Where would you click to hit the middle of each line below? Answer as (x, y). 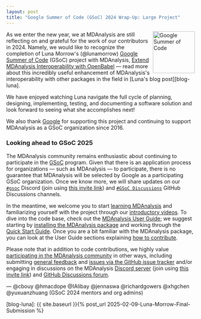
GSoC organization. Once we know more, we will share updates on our (93, 181)
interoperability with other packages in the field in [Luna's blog (83, 79)
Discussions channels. (34, 194)
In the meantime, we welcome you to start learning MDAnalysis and (89, 206)
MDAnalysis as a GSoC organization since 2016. (65, 127)
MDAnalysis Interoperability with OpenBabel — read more (77, 66)
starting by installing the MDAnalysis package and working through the (94, 224)
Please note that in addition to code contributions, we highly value (88, 249)
